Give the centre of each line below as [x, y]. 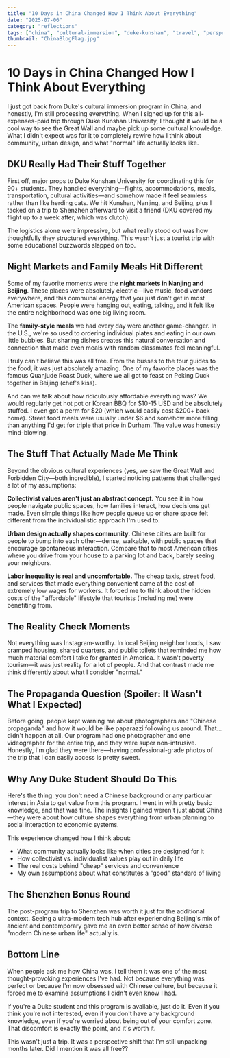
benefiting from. [30, 605]
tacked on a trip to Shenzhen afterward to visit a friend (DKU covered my [110, 210]
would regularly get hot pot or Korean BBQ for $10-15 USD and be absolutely [115, 403]
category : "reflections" [42, 26]
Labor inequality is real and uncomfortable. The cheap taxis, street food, [111, 576]
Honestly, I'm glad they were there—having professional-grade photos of [110, 750]
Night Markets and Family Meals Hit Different [105, 267]
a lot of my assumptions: [42, 485]
